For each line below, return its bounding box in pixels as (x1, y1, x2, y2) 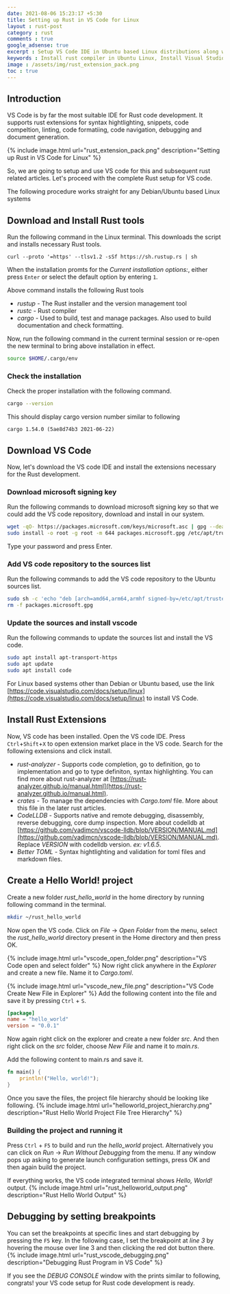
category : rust (7, 29, 53, 36)
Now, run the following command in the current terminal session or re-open (7, 334, 220, 343)
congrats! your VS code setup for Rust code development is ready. (7, 1278, 195, 1287)
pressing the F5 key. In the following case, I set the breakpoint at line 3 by (7, 1236, 214, 1245)
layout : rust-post (7, 23, 63, 30)
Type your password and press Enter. (7, 542, 113, 551)
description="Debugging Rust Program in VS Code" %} (7, 1258, 163, 1267)
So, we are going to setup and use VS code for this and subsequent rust (7, 167, 211, 175)
